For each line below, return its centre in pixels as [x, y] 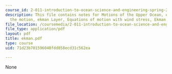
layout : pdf [18, 34]
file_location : [21, 24]
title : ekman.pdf [24, 39]
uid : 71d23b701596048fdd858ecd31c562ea [48, 48]
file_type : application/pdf [35, 29]
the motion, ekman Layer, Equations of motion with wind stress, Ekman [88, 19]
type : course [19, 43]
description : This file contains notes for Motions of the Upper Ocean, [84, 15]
